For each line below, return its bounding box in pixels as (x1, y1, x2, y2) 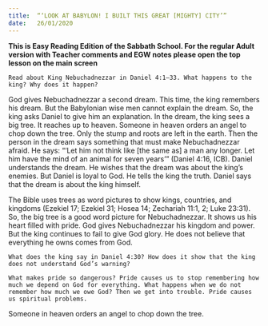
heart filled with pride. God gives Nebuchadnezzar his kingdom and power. (8, 221, 255, 230)
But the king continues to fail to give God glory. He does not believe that (8, 229, 246, 238)
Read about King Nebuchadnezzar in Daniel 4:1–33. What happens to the (8, 74, 252, 81)
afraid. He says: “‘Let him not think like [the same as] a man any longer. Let (8, 145, 255, 155)
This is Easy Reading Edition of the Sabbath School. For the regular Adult (8, 41, 254, 50)
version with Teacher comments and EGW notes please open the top (8, 50, 242, 59)
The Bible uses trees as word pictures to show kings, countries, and (8, 195, 232, 205)
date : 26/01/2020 (8, 19, 74, 27)
